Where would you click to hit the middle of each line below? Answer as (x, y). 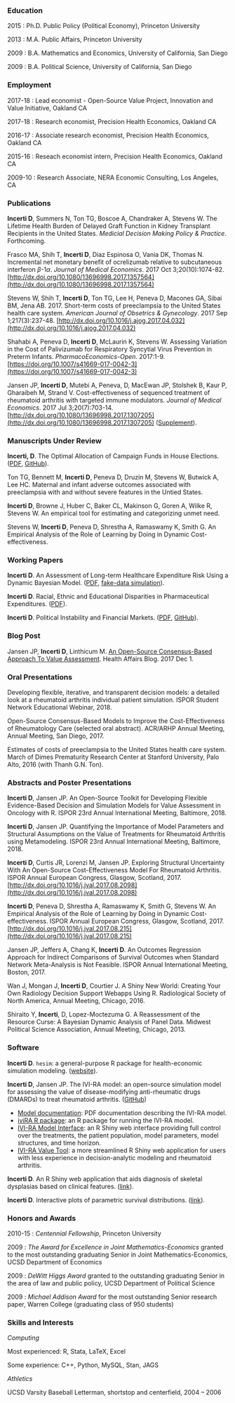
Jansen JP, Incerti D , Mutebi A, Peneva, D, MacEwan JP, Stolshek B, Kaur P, (117, 385)
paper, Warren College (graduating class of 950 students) (90, 1304)
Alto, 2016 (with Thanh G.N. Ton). (55, 765)
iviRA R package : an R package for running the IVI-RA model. (106, 1120)
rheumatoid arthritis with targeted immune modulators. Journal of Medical (114, 400)
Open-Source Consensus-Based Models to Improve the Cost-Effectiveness (116, 721)
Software (23, 1047)
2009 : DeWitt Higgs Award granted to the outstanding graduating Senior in (116, 1276)
